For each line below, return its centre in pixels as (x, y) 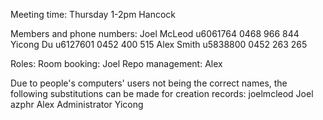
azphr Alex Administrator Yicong (77, 104)
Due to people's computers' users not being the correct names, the (149, 83)
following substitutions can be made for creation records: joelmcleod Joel (162, 93)
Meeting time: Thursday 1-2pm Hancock (93, 14)
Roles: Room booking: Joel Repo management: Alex (116, 63)
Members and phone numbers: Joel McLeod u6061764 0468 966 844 (155, 33)
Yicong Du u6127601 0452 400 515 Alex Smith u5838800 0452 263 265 (159, 44)
